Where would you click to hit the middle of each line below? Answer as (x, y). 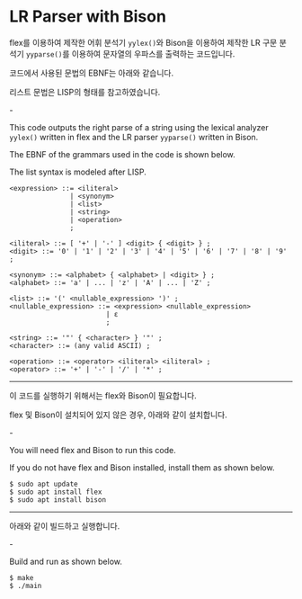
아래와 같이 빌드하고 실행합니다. (65, 526)
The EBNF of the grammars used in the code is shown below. (122, 154)
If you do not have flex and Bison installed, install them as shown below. (142, 467)
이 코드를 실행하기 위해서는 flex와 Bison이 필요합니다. (103, 395)
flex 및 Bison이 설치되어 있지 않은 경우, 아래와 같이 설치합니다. (118, 415)
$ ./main (26, 586)
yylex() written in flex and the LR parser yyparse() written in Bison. (134, 137)
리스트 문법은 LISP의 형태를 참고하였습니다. (85, 92)
